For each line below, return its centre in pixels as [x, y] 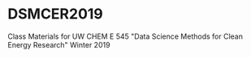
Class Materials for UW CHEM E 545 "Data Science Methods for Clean [125, 36]
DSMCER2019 [55, 14]
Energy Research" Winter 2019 [59, 44]
